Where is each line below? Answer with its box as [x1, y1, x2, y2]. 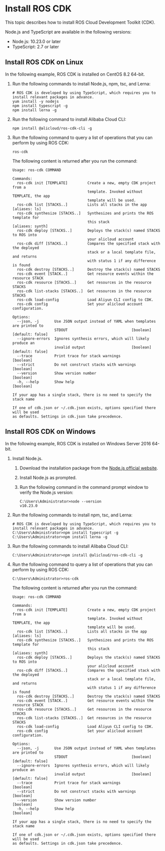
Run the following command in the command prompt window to [19, 484, 149, 490]
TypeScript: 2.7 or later [12, 43, 59, 49]
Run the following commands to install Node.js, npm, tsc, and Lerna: [12, 81, 151, 86]
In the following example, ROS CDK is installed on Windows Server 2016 [5, 440, 151, 446]
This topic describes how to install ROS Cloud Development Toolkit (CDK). [5, 19, 156, 25]
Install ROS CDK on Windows [5, 427, 96, 436]
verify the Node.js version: [19, 489, 74, 495]
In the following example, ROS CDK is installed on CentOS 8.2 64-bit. [5, 71, 145, 77]
